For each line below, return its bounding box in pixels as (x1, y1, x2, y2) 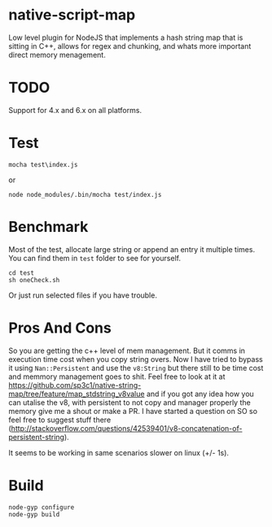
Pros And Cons (8, 319, 112, 337)
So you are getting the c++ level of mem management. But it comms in (8, 346, 246, 355)
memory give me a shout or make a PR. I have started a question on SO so (8, 406, 258, 416)
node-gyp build (8, 510, 60, 518)
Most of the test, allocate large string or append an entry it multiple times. (8, 244, 255, 254)
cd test (8, 268, 35, 277)
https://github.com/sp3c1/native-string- (8, 380, 142, 390)
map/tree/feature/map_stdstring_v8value (8, 389, 145, 399)
